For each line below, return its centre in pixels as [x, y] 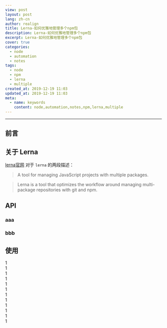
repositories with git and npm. [67, 190]
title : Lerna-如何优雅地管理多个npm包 [42, 28]
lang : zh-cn [17, 19]
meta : [11, 98]
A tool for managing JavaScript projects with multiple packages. [83, 175]
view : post [16, 10]
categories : [17, 47]
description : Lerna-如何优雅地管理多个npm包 [48, 33]
